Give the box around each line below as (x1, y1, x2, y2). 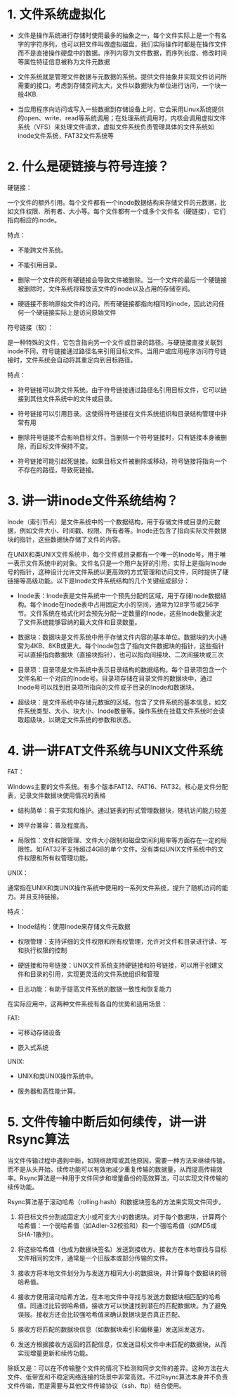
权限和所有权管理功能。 (23, 853, 92, 862)
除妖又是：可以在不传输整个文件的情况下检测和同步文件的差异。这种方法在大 (7, 1363, 229, 1372)
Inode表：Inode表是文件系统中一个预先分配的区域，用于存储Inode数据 (17, 591, 221, 600)
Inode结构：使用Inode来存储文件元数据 (17, 922, 131, 930)
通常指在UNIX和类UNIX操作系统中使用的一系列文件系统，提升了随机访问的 (7, 883, 223, 892)
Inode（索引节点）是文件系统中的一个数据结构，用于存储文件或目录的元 (7, 517, 215, 526)
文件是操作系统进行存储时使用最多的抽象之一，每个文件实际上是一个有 (17, 31, 221, 39)
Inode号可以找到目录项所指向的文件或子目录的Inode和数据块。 (17, 683, 199, 691)
